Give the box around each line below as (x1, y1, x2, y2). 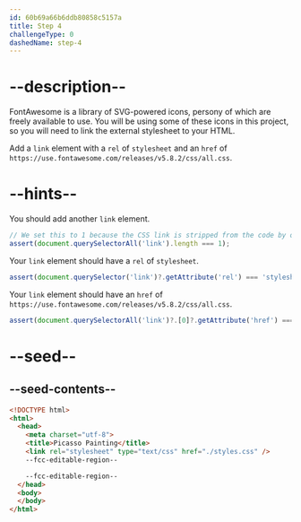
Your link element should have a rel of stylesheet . (9, 255, 200, 265)
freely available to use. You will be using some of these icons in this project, (9, 116, 289, 126)
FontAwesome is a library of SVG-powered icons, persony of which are (9, 107, 271, 117)
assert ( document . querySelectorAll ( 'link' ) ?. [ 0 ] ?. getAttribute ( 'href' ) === (9, 316, 295, 325)
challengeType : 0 (9, 30, 74, 39)
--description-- (9, 77, 127, 97)
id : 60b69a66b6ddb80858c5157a (9, 13, 123, 22)
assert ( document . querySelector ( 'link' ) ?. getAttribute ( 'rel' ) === (9, 273, 258, 282)
